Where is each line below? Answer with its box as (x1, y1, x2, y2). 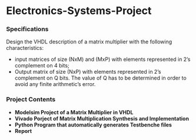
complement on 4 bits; (14, 62, 69, 69)
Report (14, 127, 32, 134)
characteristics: (6, 45, 44, 52)
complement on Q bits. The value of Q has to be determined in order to (14, 74, 187, 81)
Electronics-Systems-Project (6, 4, 152, 18)
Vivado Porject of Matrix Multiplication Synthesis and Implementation (14, 115, 190, 122)
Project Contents (6, 95, 56, 104)
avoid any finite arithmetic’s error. (14, 81, 96, 88)
